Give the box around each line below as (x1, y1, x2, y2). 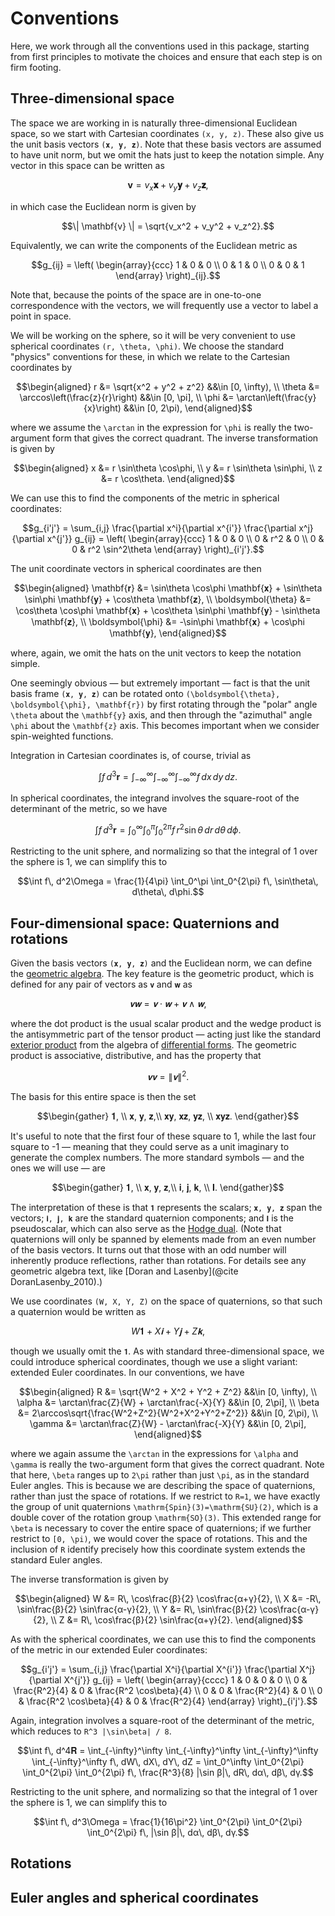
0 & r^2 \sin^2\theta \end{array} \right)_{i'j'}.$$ (71, 543, 265, 555)
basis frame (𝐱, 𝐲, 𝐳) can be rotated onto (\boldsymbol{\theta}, (10, 687, 281, 699)
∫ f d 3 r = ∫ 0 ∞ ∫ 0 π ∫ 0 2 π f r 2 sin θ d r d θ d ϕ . (94, 822, 242, 838)
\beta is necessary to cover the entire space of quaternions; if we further (10, 1522, 312, 1534)
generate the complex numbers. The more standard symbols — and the (10, 1151, 305, 1163)
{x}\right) (83, 402, 122, 414)
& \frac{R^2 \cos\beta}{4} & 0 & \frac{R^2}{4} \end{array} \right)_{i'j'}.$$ (18, 1695, 318, 1707)
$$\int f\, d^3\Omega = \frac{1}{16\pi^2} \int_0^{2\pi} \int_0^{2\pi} (33, 1815, 303, 1827)
